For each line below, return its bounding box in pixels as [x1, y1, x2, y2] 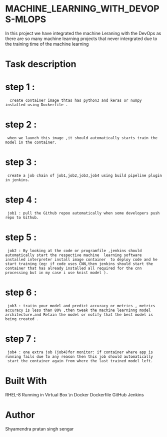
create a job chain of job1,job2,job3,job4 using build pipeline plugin [7, 173, 162, 178]
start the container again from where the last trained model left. [7, 358, 153, 363]
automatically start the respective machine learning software [5, 253, 142, 258]
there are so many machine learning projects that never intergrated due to [5, 36, 157, 42]
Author [5, 409, 35, 420]
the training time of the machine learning [5, 41, 89, 47]
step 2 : [5, 119, 37, 130]
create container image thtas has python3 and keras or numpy [9, 98, 142, 103]
